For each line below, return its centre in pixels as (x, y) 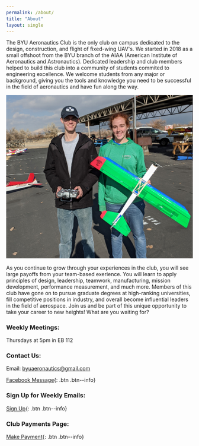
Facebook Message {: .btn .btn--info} (51, 380)
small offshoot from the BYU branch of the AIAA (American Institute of (92, 55)
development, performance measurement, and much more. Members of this (99, 287)
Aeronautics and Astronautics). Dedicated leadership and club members (94, 62)
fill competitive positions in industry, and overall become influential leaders (97, 299)
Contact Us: (24, 356)
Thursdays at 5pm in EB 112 (40, 340)
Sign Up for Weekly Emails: (46, 396)
